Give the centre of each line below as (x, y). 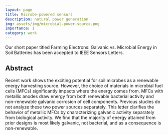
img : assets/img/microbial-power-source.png (52, 24)
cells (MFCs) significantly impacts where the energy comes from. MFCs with (84, 91)
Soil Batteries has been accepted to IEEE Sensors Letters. (65, 52)
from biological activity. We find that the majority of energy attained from (80, 117)
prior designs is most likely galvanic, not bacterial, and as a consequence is (83, 122)
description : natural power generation (47, 19)
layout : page (19, 10)
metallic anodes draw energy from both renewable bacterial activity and (79, 96)
